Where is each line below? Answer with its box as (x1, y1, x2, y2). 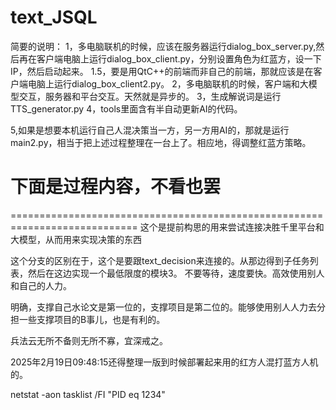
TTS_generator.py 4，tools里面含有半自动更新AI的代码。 (10, 102, 243, 115)
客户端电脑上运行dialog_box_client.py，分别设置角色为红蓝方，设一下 (36, 52, 322, 65)
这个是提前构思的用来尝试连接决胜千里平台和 (139, 221, 325, 233)
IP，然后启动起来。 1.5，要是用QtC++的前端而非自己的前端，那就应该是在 (10, 65, 314, 77)
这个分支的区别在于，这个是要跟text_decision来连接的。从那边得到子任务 (10, 254, 310, 266)
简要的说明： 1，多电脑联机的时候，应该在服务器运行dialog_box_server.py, (10, 40, 317, 52)
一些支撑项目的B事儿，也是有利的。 (18, 313, 166, 325)
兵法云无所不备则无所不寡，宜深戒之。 (10, 334, 168, 346)
